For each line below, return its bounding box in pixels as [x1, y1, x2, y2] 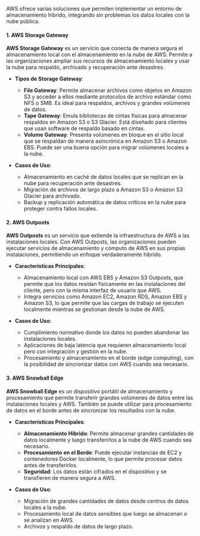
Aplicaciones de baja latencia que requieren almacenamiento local [23, 341, 186, 349]
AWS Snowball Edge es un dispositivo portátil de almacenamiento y [6, 387, 173, 395]
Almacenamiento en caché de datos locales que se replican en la [23, 173, 183, 181]
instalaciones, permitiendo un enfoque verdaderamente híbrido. [6, 251, 162, 258]
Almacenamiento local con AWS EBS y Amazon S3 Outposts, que [23, 274, 183, 281]
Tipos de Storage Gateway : [14, 75, 83, 82]
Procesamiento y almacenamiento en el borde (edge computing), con [23, 355, 194, 362]
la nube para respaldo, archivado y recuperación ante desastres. [6, 64, 165, 71]
